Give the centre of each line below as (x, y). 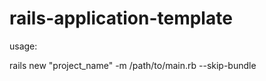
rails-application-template (121, 18)
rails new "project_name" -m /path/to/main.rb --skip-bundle (133, 65)
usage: (23, 46)
